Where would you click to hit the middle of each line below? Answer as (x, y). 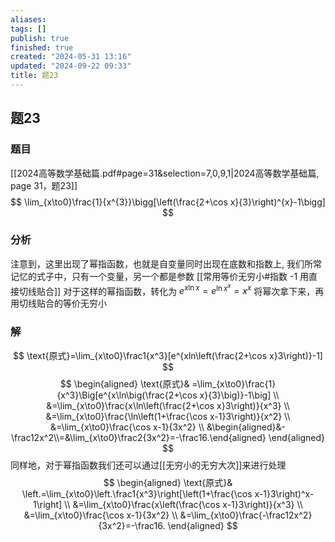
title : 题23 (34, 76)
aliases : (28, 19)
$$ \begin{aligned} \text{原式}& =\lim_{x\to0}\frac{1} (168, 383)
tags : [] (28, 29)
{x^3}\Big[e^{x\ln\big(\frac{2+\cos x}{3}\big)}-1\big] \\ (168, 395)
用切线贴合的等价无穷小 (58, 303)
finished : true (42, 47)
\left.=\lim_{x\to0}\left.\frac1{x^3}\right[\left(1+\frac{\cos (137, 493)
